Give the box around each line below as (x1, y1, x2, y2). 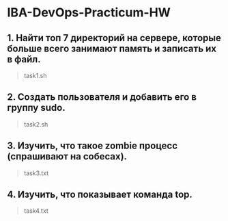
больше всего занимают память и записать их (7, 42, 217, 54)
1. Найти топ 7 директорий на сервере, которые (7, 32, 222, 44)
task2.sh (23, 120, 48, 128)
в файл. (7, 53, 41, 65)
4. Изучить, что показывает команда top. (7, 189, 193, 200)
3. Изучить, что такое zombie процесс (7, 140, 177, 152)
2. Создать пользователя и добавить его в (7, 91, 197, 103)
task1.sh (23, 72, 47, 79)
